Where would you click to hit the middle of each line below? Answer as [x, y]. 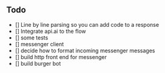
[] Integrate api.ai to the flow [50, 31]
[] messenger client [39, 44]
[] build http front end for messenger [61, 57]
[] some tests [32, 37]
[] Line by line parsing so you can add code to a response [87, 24]
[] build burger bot [38, 63]
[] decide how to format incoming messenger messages [85, 50]
